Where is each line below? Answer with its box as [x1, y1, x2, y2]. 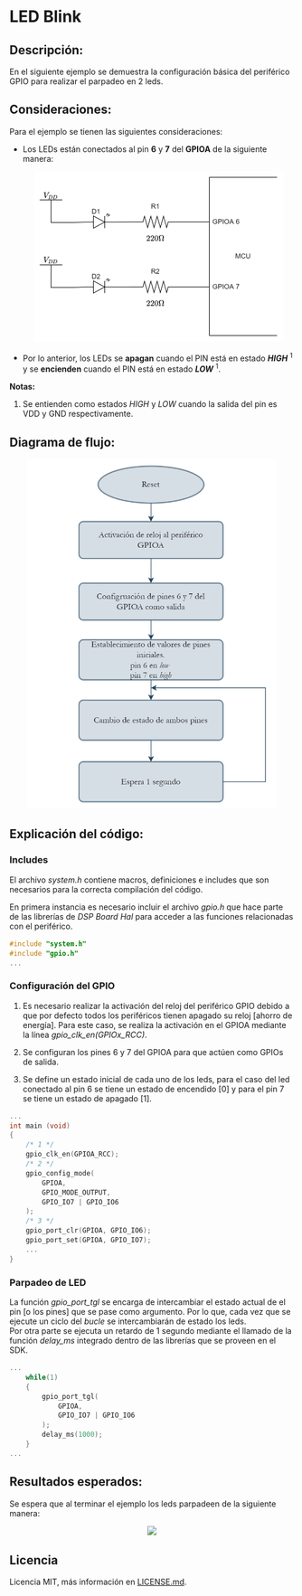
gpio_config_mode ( [25, 1168, 95, 1177]
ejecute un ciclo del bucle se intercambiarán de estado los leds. [9, 1316, 247, 1327]
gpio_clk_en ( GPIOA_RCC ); [25, 1150, 119, 1159]
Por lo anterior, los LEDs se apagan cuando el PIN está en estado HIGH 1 [22, 351, 293, 364]
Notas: [9, 382, 36, 392]
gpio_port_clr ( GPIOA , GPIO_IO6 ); [25, 1226, 152, 1235]
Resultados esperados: [9, 1474, 143, 1489]
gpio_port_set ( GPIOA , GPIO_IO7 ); [25, 1236, 152, 1245]
